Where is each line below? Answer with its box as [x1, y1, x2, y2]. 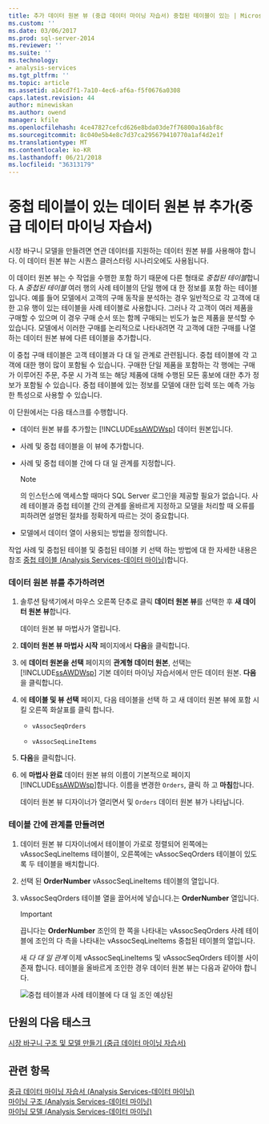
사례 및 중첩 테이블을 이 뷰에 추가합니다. [19, 442, 144, 451]
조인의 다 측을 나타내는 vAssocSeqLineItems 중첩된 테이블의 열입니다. [34, 936, 255, 945]
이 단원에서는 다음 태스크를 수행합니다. [8, 407, 128, 417]
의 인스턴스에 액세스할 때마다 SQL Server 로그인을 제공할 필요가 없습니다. [19, 491, 251, 501]
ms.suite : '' [8, 49, 52, 57]
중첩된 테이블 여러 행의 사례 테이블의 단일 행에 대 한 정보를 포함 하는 [25, 283, 237, 293]
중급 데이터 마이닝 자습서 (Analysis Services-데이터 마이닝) [8, 1087, 195, 1097]
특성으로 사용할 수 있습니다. [16, 390, 102, 400]
